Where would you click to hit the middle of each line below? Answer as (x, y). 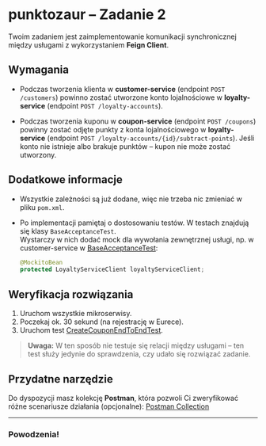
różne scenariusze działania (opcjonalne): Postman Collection (109, 406)
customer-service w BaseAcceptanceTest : (89, 248)
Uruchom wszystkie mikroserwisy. (76, 314)
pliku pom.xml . (42, 207)
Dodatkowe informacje (65, 180)
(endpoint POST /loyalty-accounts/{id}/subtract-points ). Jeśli (151, 138)
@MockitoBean (41, 262)
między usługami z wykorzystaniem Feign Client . (88, 44)
